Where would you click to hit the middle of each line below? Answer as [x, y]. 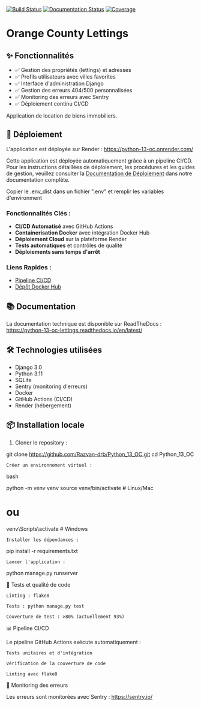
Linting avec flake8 [32, 674]
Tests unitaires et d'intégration [49, 653]
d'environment [24, 197]
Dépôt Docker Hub [38, 287]
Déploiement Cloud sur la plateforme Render [71, 239]
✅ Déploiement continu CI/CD [52, 104]
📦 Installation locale [46, 425]
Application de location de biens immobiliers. [62, 116]
